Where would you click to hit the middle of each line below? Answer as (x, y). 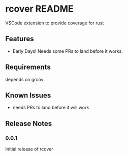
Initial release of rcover (29, 149)
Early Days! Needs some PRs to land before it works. (68, 51)
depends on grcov (24, 79)
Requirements (28, 67)
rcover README (39, 9)
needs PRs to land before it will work (51, 108)
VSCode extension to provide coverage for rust (55, 23)
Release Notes (29, 123)
